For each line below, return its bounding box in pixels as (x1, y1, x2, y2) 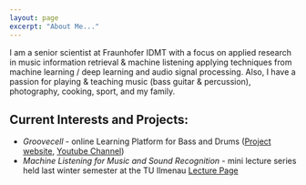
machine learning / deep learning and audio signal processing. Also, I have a (9, 66, 296, 77)
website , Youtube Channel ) (22, 146, 125, 157)
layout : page (9, 13, 59, 23)
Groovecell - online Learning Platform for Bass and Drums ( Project (22, 136, 271, 147)
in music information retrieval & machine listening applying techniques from (9, 57, 292, 67)
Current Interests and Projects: (9, 111, 189, 128)
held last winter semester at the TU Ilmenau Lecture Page (22, 165, 239, 176)
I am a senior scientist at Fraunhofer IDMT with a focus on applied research (9, 46, 292, 57)
